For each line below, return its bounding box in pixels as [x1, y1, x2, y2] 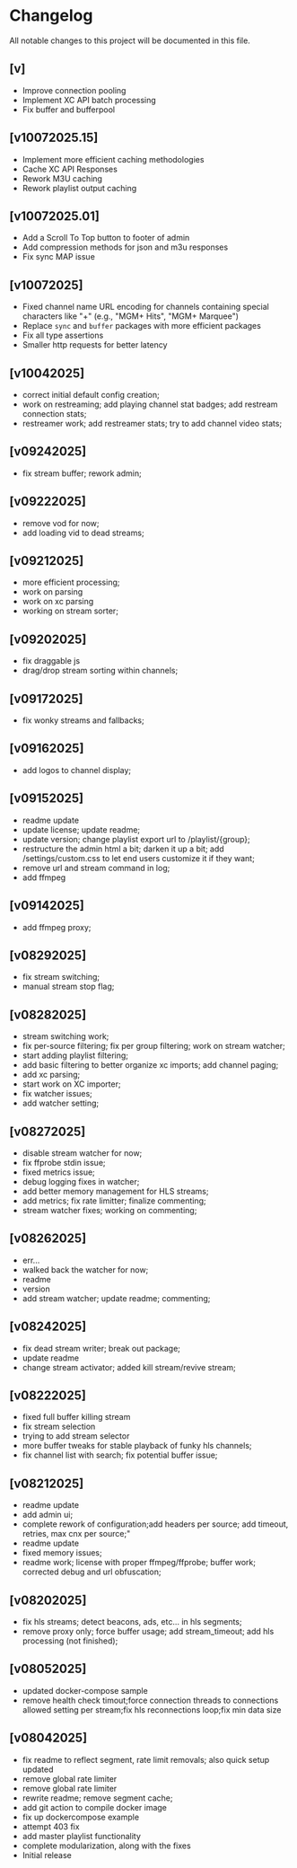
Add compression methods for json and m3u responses [22, 242, 229, 252]
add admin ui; [22, 1510, 74, 1520]
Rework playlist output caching [22, 182, 137, 193]
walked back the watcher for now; [22, 1264, 149, 1275]
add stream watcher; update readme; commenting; [22, 1292, 211, 1303]
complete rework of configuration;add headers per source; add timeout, [22, 1519, 289, 1529]
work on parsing [22, 586, 83, 597]
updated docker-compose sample [22, 1685, 148, 1696]
